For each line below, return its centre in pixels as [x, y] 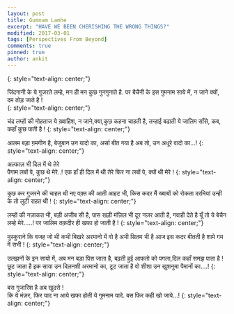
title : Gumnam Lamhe [37, 20]
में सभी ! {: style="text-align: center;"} [58, 245]
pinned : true [26, 53]
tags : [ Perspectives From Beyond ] [57, 40]
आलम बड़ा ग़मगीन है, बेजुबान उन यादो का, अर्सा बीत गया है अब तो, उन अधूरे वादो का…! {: [106, 142]
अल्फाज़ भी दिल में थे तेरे [33, 164]
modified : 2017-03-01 [39, 33]
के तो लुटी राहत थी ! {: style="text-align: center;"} [72, 201]
